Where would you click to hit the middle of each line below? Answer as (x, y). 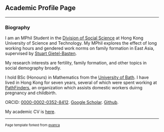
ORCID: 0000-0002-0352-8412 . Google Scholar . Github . (62, 102)
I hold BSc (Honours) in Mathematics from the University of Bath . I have (77, 78)
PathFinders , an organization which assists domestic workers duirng (74, 88)
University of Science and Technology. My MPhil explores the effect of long (81, 43)
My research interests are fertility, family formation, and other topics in (76, 63)
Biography (18, 27)
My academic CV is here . (30, 112)
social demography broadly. (33, 68)
